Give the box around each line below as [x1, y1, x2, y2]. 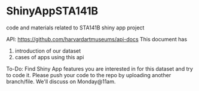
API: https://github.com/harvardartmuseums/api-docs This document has [6, 35, 187, 43]
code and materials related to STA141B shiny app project [6, 24, 145, 31]
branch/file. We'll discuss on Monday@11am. [6, 78, 116, 85]
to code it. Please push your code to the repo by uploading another [6, 71, 172, 78]
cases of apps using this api [14, 53, 84, 60]
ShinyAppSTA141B [6, 4, 99, 18]
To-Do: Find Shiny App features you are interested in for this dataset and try [6, 65, 193, 72]
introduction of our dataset [14, 47, 81, 54]
